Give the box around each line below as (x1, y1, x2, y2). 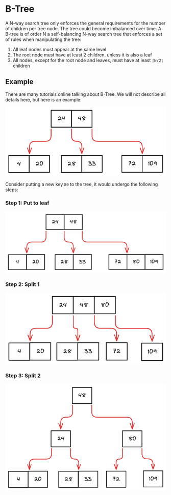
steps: (5, 187, 18, 193)
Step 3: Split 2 (5, 372, 41, 379)
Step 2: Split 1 (5, 281, 40, 288)
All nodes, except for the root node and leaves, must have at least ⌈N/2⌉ (12, 57, 164, 63)
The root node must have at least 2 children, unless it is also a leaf (12, 52, 152, 58)
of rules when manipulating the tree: (5, 36, 82, 43)
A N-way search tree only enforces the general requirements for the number (5, 20, 166, 26)
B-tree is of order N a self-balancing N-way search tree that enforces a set (5, 31, 162, 37)
